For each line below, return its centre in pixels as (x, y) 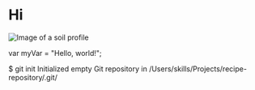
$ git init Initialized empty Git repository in (78, 69)
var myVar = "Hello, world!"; (55, 53)
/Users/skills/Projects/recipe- (198, 69)
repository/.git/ (33, 77)
